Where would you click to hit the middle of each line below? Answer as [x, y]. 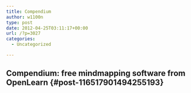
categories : [21, 39]
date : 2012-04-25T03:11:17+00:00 [47, 28]
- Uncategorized [31, 45]
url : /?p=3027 [24, 34]
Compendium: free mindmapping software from [96, 73]
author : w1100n [25, 17]
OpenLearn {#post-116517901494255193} [85, 83]
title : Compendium [29, 11]
